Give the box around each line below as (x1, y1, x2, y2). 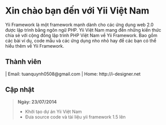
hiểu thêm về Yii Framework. (5, 43, 64, 49)
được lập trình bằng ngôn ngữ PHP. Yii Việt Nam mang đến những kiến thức (5, 27, 161, 33)
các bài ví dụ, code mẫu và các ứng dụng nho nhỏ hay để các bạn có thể (5, 38, 157, 44)
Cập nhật (5, 85, 34, 94)
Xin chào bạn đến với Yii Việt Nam (5, 5, 149, 17)
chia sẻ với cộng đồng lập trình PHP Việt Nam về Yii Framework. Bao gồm (5, 32, 157, 38)
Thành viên (5, 58, 42, 66)
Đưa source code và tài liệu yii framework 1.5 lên (25, 113, 126, 120)
